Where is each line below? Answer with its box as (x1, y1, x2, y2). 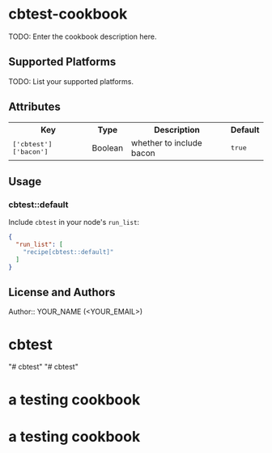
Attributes (8, 100, 61, 114)
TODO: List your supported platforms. (8, 76, 134, 86)
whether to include (130, 137, 202, 148)
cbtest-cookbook (8, 5, 128, 23)
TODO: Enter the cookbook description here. (8, 32, 157, 41)
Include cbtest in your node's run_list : (8, 218, 140, 227)
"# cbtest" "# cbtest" (8, 362, 79, 372)
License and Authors (8, 286, 116, 299)
